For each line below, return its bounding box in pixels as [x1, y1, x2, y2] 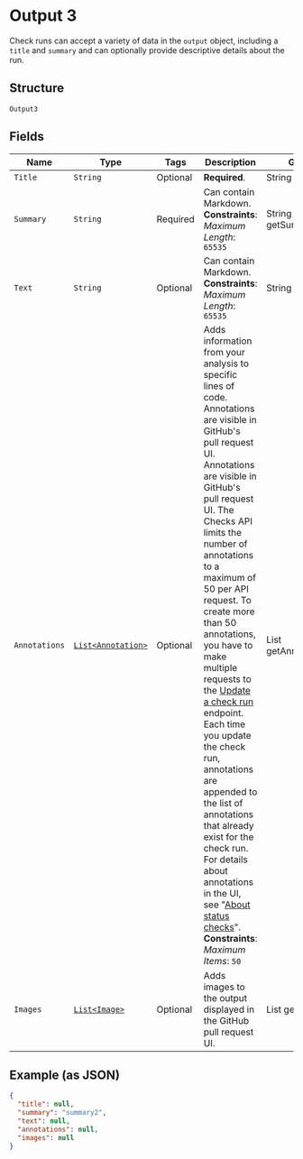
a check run [203, 695, 254, 708]
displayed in [203, 1003, 255, 1016]
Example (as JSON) [9, 1067, 120, 1082]
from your [203, 345, 245, 358]
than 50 [203, 616, 237, 629]
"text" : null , [17, 1117, 70, 1126]
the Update [203, 684, 251, 696]
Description [204, 155, 257, 168]
